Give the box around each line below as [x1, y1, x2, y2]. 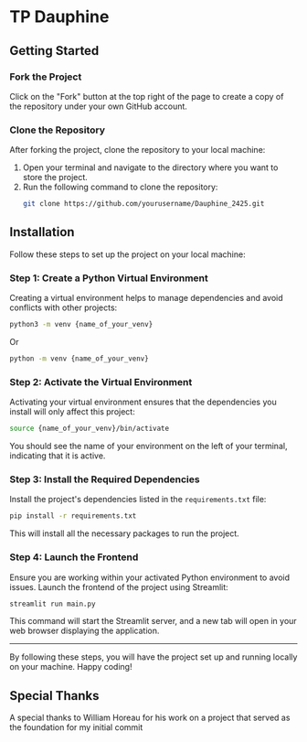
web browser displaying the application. [9, 625, 160, 637]
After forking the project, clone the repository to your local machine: [9, 145, 266, 156]
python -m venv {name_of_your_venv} [9, 354, 149, 363]
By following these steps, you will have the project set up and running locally [9, 651, 298, 662]
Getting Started [9, 43, 100, 59]
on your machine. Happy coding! [9, 661, 132, 672]
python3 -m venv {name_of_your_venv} [9, 320, 153, 329]
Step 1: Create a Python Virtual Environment [9, 272, 208, 285]
